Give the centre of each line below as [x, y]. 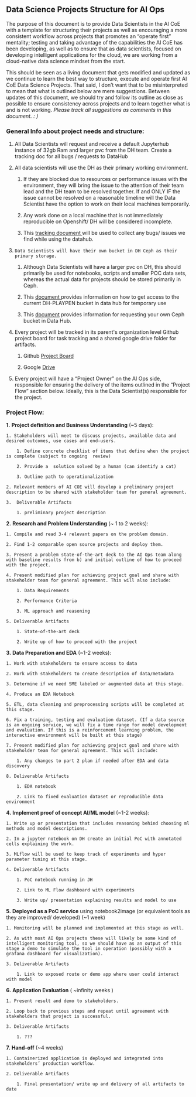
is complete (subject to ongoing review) [59, 456]
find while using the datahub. [58, 239]
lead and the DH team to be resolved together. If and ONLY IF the [102, 192]
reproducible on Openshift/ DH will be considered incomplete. [98, 221]
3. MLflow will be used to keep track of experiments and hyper [86, 855]
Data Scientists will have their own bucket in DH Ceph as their [96, 251]
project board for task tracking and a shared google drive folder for [95, 339]
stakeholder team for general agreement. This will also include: [89, 580]
